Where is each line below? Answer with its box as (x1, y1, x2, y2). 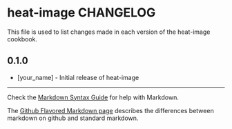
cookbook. (7, 34, 38, 43)
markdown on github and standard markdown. (7, 114, 139, 122)
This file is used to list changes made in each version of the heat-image (7, 28, 211, 36)
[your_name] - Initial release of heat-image (17, 73, 139, 81)
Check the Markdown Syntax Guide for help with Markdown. (7, 93, 180, 101)
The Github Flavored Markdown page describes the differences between (7, 106, 214, 115)
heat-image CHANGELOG (7, 5, 156, 21)
